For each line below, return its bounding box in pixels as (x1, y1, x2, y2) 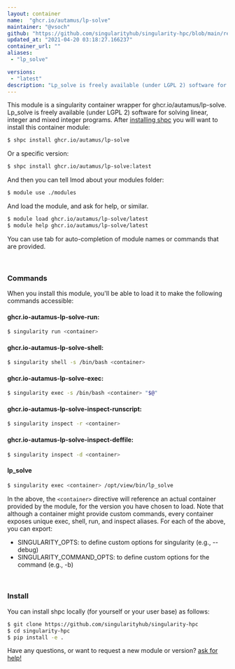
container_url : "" (7, 43, 61, 50)
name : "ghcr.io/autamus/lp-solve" (7, 17, 111, 24)
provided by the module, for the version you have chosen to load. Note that (7, 502, 224, 511)
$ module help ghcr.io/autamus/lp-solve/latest (7, 222, 149, 229)
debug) (17, 545, 39, 554)
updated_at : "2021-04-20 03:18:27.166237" (7, 36, 133, 43)
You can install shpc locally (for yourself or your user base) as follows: (7, 607, 210, 616)
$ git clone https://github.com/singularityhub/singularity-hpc (7, 621, 199, 628)
